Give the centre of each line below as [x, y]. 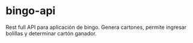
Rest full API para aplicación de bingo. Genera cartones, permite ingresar [96, 27]
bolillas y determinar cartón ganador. [51, 33]
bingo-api [31, 11]
